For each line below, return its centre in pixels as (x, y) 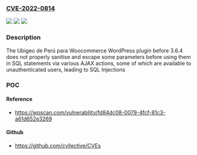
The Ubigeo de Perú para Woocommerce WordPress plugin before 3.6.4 (95, 50)
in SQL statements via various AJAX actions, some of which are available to (99, 63)
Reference (19, 99)
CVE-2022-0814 (31, 8)
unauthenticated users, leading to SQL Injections (66, 69)
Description (24, 38)
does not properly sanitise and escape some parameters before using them (99, 57)
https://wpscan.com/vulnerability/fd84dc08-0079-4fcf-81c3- (90, 112)
